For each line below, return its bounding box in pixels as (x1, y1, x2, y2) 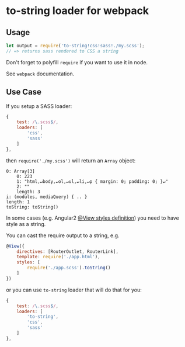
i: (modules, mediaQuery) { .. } (6, 194, 88, 200)
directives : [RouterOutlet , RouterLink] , (16, 248, 118, 255)
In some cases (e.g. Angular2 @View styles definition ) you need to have (6, 214, 179, 221)
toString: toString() (6, 204, 59, 210)
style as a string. (6, 220, 46, 227)
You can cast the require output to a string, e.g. (6, 232, 120, 239)
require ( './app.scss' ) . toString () (27, 265, 111, 271)
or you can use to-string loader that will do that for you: (6, 286, 142, 293)
